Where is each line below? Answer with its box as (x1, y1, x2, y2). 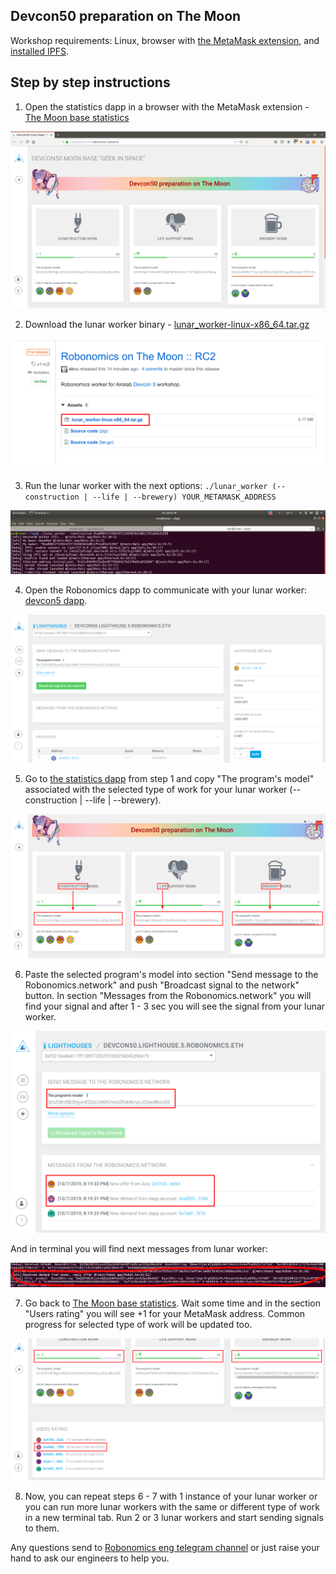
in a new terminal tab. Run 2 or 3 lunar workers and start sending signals (24, 1511, 324, 1523)
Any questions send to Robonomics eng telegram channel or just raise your (10, 1541, 320, 1553)
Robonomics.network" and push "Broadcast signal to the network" (24, 979, 300, 991)
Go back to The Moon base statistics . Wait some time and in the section (24, 1297, 321, 1309)
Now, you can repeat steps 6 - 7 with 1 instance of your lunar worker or (24, 1490, 318, 1502)
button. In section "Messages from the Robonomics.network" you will (24, 989, 312, 1001)
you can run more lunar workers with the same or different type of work (24, 1500, 321, 1513)
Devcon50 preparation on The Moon (10, 8, 242, 25)
